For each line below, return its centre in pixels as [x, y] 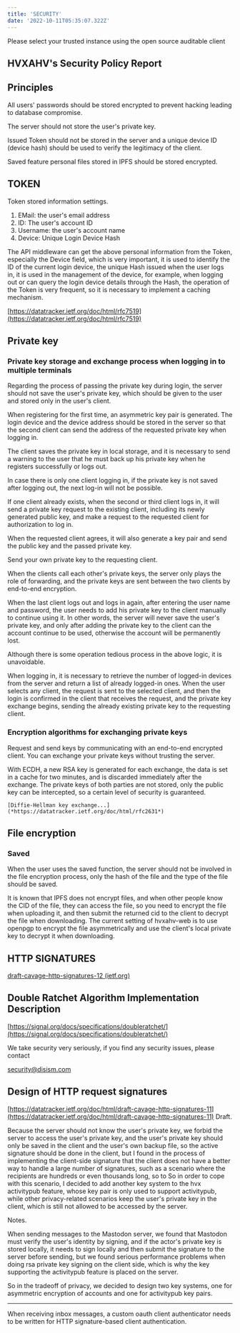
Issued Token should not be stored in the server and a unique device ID [112, 140]
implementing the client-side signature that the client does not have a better [119, 1160]
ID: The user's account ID [55, 223]
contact [19, 1055]
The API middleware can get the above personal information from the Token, [120, 251]
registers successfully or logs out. [57, 467]
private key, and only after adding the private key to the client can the [110, 625]
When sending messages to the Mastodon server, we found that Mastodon [117, 1234]
